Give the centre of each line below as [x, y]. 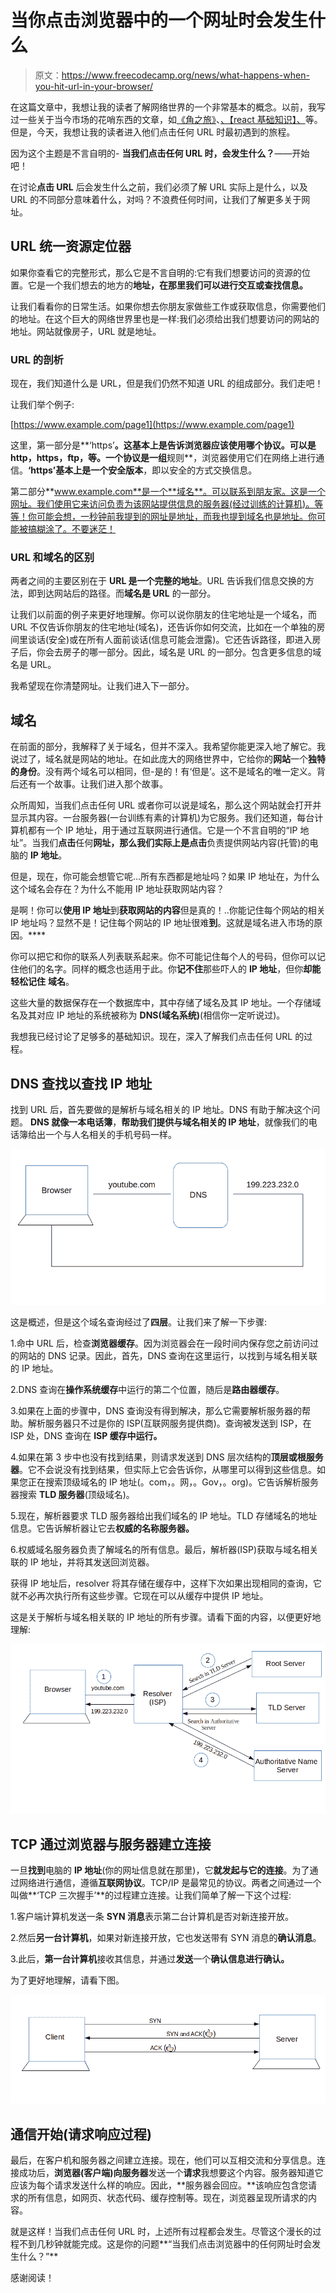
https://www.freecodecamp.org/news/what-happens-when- [185, 75]
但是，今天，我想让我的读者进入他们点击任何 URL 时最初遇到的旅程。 [153, 132]
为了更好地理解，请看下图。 [67, 1980]
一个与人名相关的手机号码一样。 [110, 1134]
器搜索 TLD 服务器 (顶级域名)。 [72, 1495]
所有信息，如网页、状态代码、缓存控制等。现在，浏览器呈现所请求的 [167, 2198]
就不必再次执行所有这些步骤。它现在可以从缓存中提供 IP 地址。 [139, 1596]
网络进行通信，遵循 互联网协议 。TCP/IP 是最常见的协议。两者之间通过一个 [170, 1883]
